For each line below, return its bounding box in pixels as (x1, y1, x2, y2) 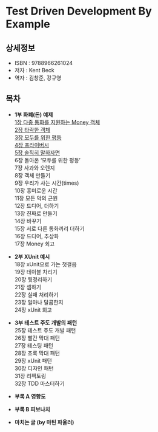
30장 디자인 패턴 (14, 365, 54, 372)
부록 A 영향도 (14, 393, 46, 400)
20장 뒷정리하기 (14, 275, 53, 283)
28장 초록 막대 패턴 (14, 349, 60, 357)
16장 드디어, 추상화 (14, 232, 59, 239)
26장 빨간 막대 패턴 (14, 334, 60, 341)
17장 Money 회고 (14, 240, 55, 247)
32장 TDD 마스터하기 (14, 380, 65, 387)
